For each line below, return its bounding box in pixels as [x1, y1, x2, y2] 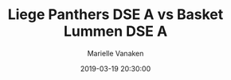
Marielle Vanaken [87, 48, 144, 58]
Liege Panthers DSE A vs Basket [7, 6, 224, 24]
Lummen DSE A [63, 22, 168, 40]
